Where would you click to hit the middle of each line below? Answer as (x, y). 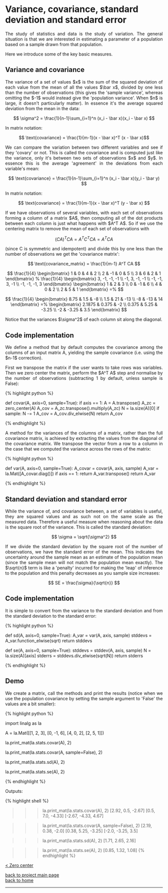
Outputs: (14, 791)
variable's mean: (22, 168)
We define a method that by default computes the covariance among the (84, 347)
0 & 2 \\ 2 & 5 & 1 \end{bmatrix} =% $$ (84, 289)
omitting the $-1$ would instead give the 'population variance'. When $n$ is (84, 98)
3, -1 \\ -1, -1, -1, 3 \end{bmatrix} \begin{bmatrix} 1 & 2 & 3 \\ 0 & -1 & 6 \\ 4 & (84, 284)
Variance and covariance (45, 70)
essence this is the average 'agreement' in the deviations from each (84, 163)
